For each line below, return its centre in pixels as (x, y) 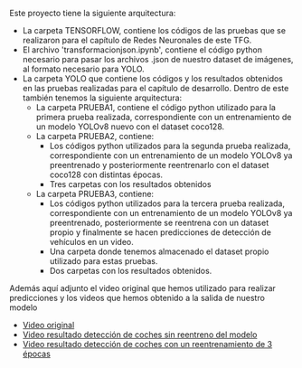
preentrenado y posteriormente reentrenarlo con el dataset (159, 165)
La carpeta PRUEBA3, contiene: (95, 194)
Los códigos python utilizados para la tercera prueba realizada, (167, 203)
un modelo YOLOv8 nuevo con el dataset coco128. (130, 127)
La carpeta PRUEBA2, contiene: (95, 136)
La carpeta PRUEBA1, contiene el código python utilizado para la (156, 107)
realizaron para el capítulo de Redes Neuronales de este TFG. (137, 40)
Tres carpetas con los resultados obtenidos (130, 184)
